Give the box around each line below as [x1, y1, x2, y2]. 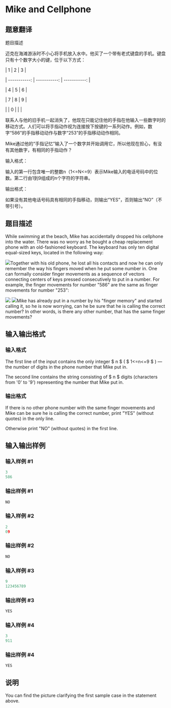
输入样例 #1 [5, 458, 33, 465]
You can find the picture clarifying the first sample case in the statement [5, 692, 157, 698]
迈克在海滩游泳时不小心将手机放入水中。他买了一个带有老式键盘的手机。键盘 [5, 50, 166, 57]
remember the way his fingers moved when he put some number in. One [5, 265, 158, 271]
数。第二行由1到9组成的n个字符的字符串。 [5, 175, 93, 181]
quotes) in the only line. [5, 415, 55, 422]
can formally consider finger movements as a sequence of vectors [5, 271, 145, 277]
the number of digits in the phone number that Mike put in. [5, 363, 128, 370]
